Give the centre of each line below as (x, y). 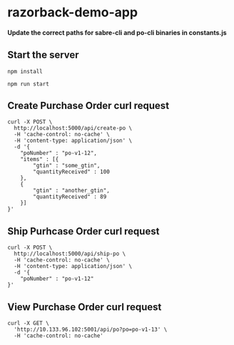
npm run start (29, 84)
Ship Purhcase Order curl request (83, 231)
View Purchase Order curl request (85, 307)
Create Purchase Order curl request (88, 105)
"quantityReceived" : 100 (72, 172)
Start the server (44, 55)
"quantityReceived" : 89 (70, 197)
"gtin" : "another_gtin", (72, 191)
